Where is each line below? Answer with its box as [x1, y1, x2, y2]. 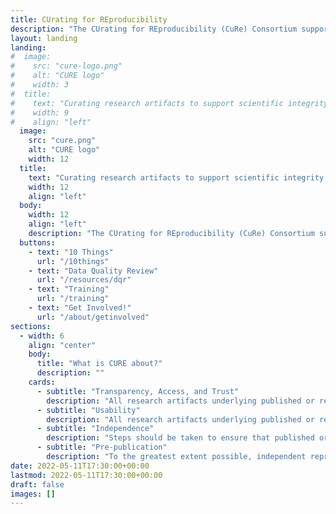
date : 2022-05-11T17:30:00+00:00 [10, 461, 150, 471]
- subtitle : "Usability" [36, 405, 141, 415]
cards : [28, 377, 56, 387]
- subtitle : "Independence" [36, 424, 155, 434]
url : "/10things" [36, 256, 110, 266]
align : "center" [28, 340, 97, 350]
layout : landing [10, 33, 78, 43]
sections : [10, 321, 52, 331]
